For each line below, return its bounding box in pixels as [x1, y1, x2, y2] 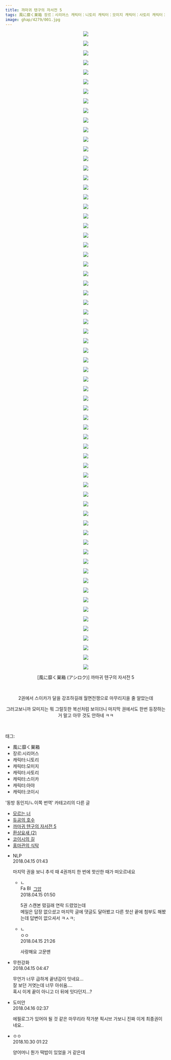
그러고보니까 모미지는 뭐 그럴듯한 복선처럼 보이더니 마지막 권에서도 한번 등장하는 [6, 706, 166, 712]
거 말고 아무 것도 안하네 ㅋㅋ [58, 712, 114, 719]
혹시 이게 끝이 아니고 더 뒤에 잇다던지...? [12, 988, 92, 995]
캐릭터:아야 [12, 782, 35, 788]
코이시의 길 [12, 836, 35, 842]
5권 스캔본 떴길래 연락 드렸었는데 [20, 902, 86, 909]
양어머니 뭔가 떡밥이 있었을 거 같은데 [12, 1049, 85, 1055]
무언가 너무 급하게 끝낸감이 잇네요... [12, 976, 84, 982]
